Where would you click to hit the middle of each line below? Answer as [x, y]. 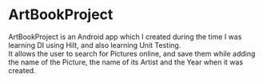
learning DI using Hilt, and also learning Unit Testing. [95, 45]
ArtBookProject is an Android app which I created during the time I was [125, 37]
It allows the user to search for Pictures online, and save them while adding [132, 53]
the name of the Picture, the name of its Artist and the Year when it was [126, 62]
